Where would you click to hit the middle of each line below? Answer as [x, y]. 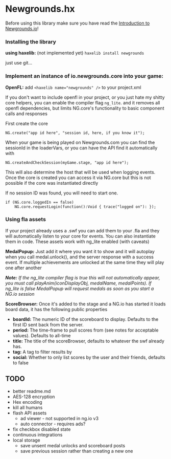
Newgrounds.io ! [22, 28]
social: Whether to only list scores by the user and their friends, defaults [89, 357]
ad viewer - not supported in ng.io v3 [59, 418]
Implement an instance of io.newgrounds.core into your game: [84, 76]
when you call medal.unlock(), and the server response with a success [80, 257]
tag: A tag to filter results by [42, 352]
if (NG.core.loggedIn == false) [40, 202]
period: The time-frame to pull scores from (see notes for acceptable [86, 330]
